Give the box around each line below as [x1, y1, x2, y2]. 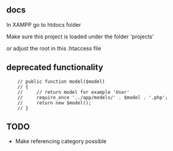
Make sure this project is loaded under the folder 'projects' [6, 33, 154, 40]
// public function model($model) [17, 79, 105, 85]
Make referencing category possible [15, 138, 107, 145]
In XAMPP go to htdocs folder [6, 21, 81, 28]
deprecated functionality [6, 62, 104, 72]
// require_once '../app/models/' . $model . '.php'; [17, 94, 168, 100]
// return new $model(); [17, 100, 92, 106]
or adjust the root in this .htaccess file [6, 44, 101, 52]
